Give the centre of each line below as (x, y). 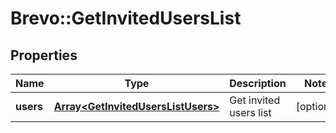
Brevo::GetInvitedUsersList (126, 18)
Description (258, 83)
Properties (44, 55)
